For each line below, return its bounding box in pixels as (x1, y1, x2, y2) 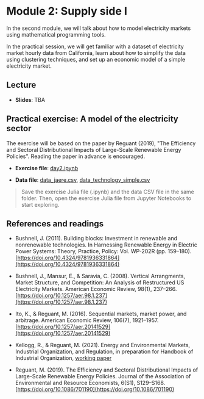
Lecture (6, 80, 37, 90)
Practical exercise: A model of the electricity (6, 114, 178, 124)
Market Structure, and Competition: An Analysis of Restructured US (15, 279, 185, 286)
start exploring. (21, 201, 60, 208)
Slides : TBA (15, 96, 46, 103)
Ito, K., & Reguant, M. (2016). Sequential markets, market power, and (15, 310, 187, 318)
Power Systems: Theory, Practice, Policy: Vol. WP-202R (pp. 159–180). (15, 248, 192, 255)
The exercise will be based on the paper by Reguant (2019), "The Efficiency (6, 139, 196, 147)
